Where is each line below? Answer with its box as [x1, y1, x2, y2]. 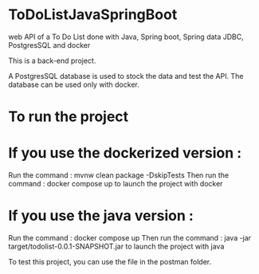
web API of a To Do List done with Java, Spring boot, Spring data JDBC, [8, 32, 245, 41]
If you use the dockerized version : [8, 144, 242, 162]
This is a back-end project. [8, 56, 96, 65]
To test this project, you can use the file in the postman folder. [8, 257, 212, 266]
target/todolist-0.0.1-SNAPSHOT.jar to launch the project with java [8, 241, 225, 251]
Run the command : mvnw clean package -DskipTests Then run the [8, 170, 230, 180]
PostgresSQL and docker [8, 40, 91, 49]
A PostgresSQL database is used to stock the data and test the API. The [8, 71, 244, 80]
